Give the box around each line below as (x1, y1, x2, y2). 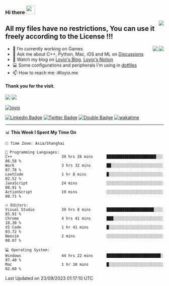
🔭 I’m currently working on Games (12, 45, 83, 51)
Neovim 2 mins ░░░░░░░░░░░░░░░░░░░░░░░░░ (5, 234, 163, 239)
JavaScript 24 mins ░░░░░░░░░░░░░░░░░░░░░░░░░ (5, 181, 163, 186)
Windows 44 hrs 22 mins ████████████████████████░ (5, 253, 163, 258)
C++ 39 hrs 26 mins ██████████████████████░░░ (5, 154, 163, 159)
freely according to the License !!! (5, 32, 113, 41)
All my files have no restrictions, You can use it (5, 24, 155, 33)
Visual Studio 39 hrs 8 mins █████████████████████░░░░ (5, 207, 163, 212)
